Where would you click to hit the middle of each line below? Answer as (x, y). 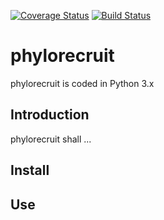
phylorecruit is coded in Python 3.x (82, 83)
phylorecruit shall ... (51, 139)
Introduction (50, 115)
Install (30, 170)
